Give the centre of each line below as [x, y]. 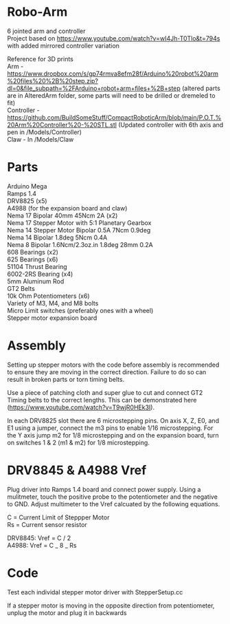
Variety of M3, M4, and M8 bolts [53, 303]
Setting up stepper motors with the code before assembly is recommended [113, 365]
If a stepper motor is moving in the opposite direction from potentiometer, [111, 605]
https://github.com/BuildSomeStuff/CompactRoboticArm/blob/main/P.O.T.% [114, 117]
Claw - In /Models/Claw [41, 139]
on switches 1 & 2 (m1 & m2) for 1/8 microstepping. [78, 442]
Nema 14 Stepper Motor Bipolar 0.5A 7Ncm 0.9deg [79, 230]
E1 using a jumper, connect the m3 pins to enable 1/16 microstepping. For [110, 428]
